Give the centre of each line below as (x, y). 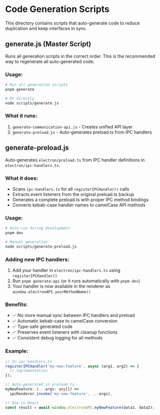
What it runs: (21, 116)
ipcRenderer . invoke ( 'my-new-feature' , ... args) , (61, 393)
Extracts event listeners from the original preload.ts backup (73, 194)
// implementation (29, 371)
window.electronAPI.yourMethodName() (52, 292)
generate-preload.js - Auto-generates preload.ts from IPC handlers (82, 132)
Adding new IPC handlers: (37, 259)
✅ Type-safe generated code (42, 326)
